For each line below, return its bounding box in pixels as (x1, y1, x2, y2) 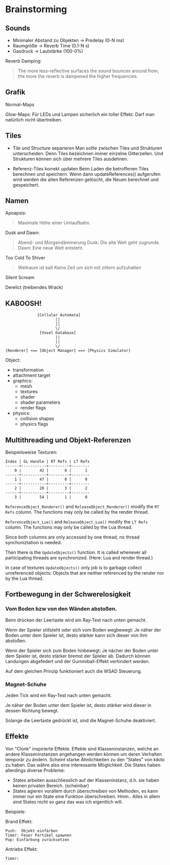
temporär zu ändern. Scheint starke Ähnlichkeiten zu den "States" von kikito (5, 756, 165, 762)
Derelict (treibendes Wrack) (5, 284, 64, 290)
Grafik (5, 88, 25, 97)
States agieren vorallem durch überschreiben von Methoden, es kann (12, 788, 158, 794)
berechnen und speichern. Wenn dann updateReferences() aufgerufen (12, 171, 161, 177)
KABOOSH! (5, 299, 42, 308)
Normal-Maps (5, 101, 35, 107)
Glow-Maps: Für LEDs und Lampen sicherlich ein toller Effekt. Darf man (5, 111, 155, 117)
